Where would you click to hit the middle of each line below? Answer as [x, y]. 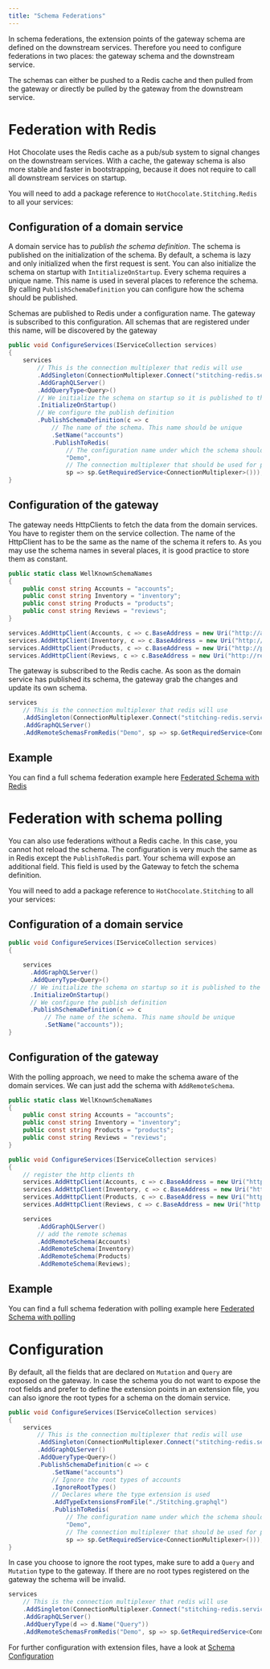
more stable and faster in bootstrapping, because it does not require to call [132, 169]
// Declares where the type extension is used [131, 1495]
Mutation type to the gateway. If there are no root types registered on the [129, 1571]
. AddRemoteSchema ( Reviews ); [84, 1264]
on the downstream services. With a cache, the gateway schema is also [127, 160]
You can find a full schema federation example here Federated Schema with [134, 777]
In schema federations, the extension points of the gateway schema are [127, 39]
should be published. [43, 298]
